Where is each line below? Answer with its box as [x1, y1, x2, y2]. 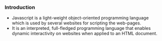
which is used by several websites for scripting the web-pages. [11, 20, 142, 26]
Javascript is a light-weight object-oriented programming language [11, 15, 149, 21]
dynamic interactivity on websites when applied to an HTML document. [11, 31, 158, 37]
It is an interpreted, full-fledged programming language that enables [11, 25, 151, 31]
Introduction [4, 4, 35, 11]
